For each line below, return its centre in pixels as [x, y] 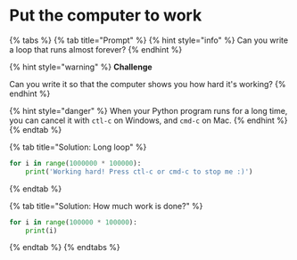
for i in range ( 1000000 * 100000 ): [75, 163]
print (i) [41, 231]
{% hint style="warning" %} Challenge [81, 67]
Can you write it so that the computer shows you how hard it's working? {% [148, 84]
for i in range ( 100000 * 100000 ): [74, 222]
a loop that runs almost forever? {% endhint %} [96, 49]
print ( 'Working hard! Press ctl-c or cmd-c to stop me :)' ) [139, 171]
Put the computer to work [106, 16]
